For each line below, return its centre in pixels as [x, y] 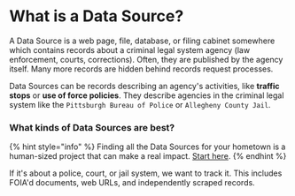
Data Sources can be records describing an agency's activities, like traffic [145, 86]
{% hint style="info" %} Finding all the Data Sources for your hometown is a [147, 147]
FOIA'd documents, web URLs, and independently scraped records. [132, 183]
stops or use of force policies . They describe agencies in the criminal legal [147, 95]
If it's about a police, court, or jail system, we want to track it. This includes [146, 173]
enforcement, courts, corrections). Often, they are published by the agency [146, 59]
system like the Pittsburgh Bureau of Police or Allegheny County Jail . [140, 104]
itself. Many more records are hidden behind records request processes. [141, 69]
